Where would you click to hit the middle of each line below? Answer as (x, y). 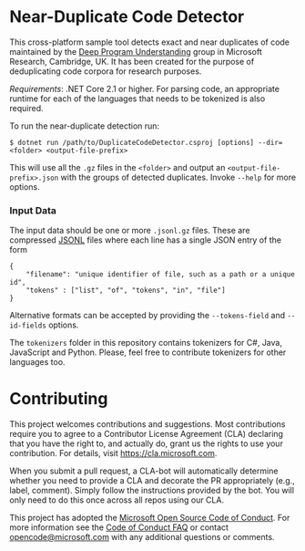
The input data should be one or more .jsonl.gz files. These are (130, 231)
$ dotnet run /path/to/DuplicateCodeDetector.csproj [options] (132, 142)
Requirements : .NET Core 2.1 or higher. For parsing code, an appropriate (145, 88)
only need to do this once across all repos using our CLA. (117, 500)
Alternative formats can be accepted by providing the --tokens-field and (147, 316)
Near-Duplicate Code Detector (127, 17)
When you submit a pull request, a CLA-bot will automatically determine (144, 471)
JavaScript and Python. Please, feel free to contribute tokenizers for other (148, 352)
